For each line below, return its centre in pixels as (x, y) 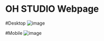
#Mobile (14, 33)
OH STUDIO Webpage (52, 9)
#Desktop (16, 23)
